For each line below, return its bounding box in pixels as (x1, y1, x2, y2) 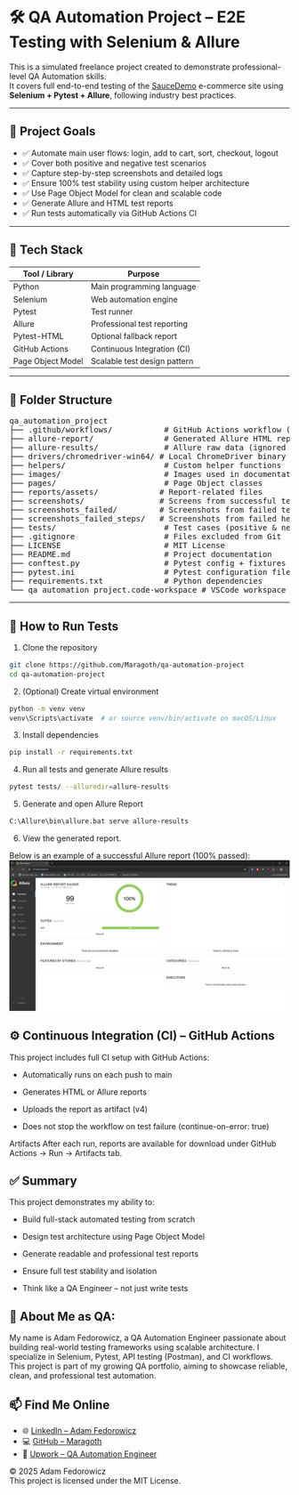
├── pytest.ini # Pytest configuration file (9, 567, 291, 578)
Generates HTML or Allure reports (21, 1087, 147, 1097)
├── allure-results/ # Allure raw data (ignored (9, 442, 287, 453)
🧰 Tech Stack (9, 242, 84, 258)
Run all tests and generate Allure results (21, 764, 169, 775)
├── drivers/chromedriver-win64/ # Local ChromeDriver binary (9, 451, 287, 462)
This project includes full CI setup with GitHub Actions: (9, 1052, 210, 1063)
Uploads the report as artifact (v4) (21, 1103, 149, 1114)
